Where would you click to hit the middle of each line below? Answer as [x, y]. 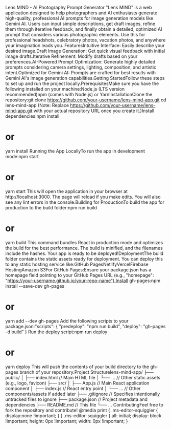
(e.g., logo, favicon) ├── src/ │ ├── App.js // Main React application [77, 383]
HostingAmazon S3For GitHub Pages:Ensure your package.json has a [78, 270]
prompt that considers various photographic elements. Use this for [75, 35]
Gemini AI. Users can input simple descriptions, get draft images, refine [80, 24]
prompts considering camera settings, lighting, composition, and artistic [81, 67]
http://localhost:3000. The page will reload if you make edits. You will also [83, 197]
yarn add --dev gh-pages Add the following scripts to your [67, 321]
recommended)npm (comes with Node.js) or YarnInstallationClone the [79, 94]
